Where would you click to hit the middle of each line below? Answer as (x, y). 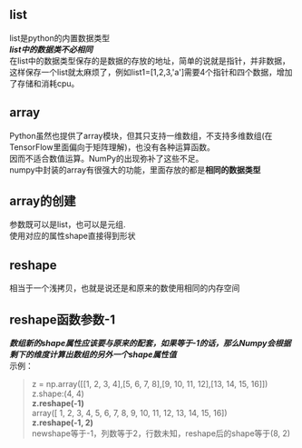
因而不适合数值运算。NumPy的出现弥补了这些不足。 (107, 158)
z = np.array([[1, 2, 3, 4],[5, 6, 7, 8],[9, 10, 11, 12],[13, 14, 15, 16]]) (150, 384)
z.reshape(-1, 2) (62, 423)
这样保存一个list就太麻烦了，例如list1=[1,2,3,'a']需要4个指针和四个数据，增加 (151, 72)
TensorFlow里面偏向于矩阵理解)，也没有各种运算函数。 (112, 147)
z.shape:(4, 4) (58, 393)
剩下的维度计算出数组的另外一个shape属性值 (93, 354)
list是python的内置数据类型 (60, 38)
